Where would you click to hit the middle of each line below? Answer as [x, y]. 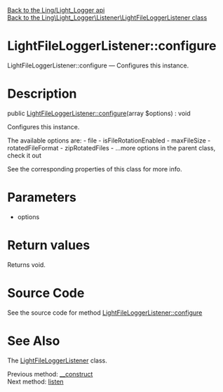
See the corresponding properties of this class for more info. [95, 169]
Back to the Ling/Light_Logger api [56, 10]
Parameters [42, 198]
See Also [34, 341]
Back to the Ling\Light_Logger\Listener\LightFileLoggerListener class [107, 18]
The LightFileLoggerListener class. [57, 360]
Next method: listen [36, 381]
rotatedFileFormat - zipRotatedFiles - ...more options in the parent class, [111, 148]
